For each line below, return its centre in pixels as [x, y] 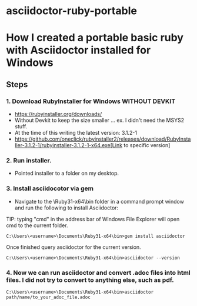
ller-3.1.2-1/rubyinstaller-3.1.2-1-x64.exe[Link [68, 145]
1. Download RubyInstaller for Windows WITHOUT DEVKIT [91, 101]
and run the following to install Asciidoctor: [66, 208]
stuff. [21, 127]
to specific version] [147, 145]
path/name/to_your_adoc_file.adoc [49, 297]
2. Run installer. [29, 160]
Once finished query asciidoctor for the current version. [74, 247]
